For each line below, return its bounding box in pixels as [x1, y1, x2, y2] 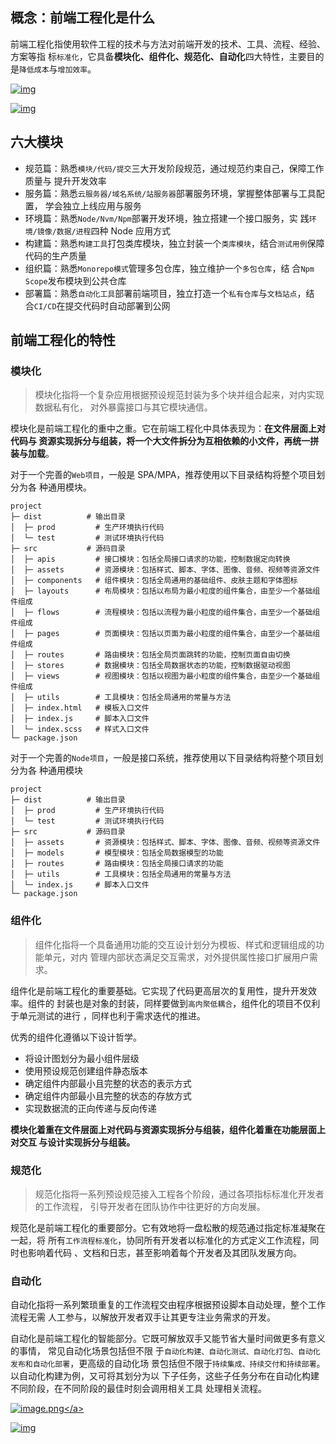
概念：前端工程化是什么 [10, 9, 155, 27]
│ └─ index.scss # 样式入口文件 [10, 724, 150, 735]
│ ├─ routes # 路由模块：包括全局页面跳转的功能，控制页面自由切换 [10, 650, 291, 660]
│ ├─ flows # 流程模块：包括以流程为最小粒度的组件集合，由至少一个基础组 [10, 608, 321, 618]
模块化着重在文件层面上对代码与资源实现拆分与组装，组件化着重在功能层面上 [10, 1123, 326, 1135]
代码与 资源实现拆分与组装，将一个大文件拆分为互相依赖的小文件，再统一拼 [10, 435, 320, 447]
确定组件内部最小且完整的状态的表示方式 [24, 1077, 192, 1089]
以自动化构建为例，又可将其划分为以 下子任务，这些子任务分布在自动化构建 [10, 1370, 320, 1382]
